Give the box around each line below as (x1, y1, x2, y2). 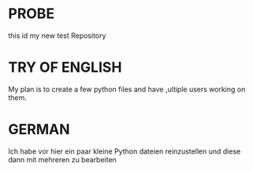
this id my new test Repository (8, 31, 106, 40)
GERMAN (8, 121, 70, 139)
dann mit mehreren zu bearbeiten (8, 154, 117, 164)
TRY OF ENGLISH (8, 58, 122, 76)
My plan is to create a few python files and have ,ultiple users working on (8, 84, 246, 94)
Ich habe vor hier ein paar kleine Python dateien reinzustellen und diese (8, 147, 241, 156)
